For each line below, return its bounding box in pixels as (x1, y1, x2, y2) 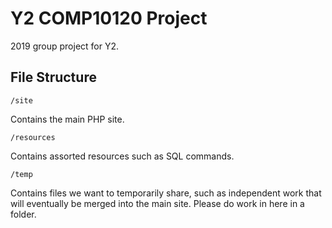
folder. (10, 208, 37, 220)
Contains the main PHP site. (10, 113, 125, 125)
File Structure (10, 69, 97, 86)
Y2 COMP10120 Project (10, 7, 208, 30)
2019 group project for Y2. (10, 40, 120, 52)
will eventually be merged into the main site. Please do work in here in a (10, 197, 305, 209)
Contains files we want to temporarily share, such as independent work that (10, 187, 322, 199)
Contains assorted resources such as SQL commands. (10, 150, 235, 162)
